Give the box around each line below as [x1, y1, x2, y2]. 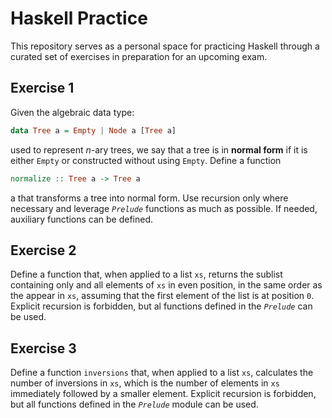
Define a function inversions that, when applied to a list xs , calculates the [10, 367, 314, 379]
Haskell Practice [10, 7, 148, 30]
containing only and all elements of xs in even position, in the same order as [10, 279, 323, 291]
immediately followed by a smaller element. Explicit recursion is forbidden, [10, 388, 317, 400]
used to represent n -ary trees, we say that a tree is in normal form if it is [10, 143, 308, 156]
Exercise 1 [10, 80, 75, 97]
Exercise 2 [10, 242, 77, 259]
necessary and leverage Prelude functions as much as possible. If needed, [10, 202, 318, 214]
